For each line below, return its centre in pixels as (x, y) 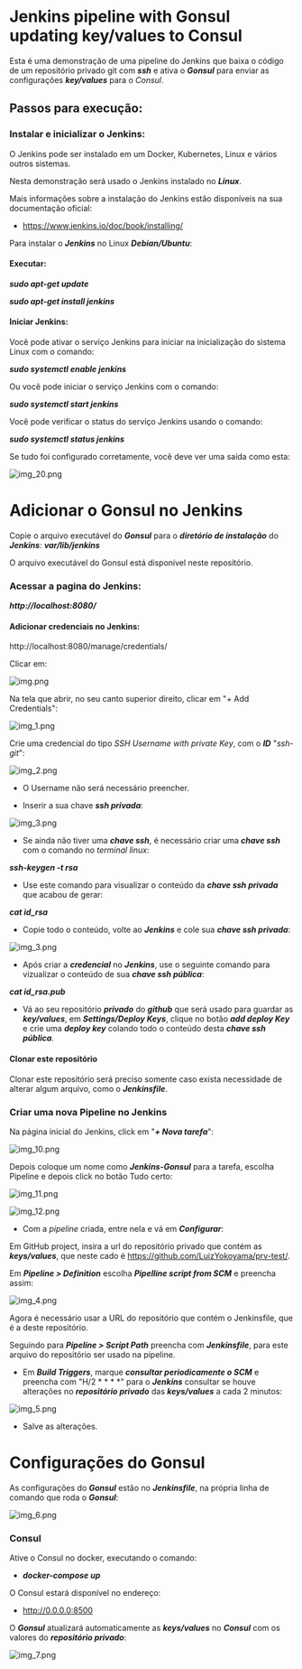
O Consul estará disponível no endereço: (85, 1593)
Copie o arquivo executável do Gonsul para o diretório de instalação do (144, 536)
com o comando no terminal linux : (86, 850)
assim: (22, 1282)
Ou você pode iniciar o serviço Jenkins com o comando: (114, 387)
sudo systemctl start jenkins (64, 405)
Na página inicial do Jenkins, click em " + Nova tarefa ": (112, 1132)
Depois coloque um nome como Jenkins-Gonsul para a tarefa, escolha (142, 1166)
